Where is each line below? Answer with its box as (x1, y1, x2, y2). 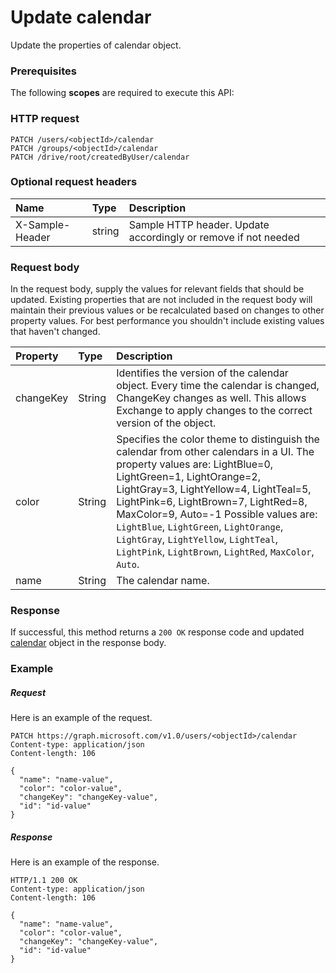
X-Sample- (15, 217, 71, 231)
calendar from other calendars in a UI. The (116, 445, 315, 459)
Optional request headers (10, 175, 138, 189)
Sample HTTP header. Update (128, 217, 270, 231)
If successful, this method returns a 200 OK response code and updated (10, 626, 305, 638)
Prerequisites (10, 64, 77, 78)
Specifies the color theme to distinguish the (116, 432, 320, 446)
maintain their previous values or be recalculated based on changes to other (10, 304, 325, 316)
